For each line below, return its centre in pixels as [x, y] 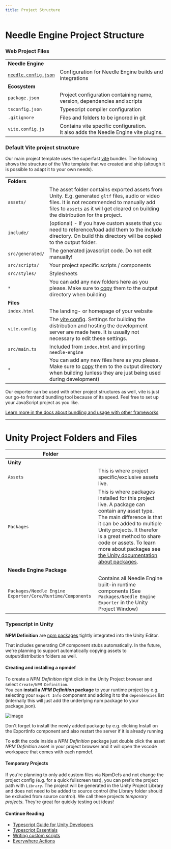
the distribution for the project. [85, 215]
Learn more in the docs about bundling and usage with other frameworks [82, 412]
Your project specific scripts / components [100, 265]
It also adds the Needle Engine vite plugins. [111, 132]
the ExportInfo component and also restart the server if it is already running [84, 731]
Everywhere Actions [34, 841]
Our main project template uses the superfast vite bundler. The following [81, 159]
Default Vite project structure [42, 148]
